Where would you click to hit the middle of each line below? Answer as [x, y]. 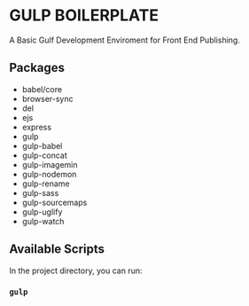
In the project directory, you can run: [76, 271]
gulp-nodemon [49, 174]
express [36, 127]
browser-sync [47, 98]
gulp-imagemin [50, 164]
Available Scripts [57, 249]
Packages [37, 68]
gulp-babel [42, 145]
